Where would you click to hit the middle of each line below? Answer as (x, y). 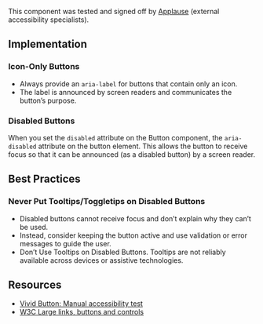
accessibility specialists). (49, 20)
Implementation (48, 44)
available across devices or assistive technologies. (101, 260)
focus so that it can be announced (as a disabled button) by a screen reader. (132, 154)
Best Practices (44, 179)
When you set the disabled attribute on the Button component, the (115, 137)
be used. (34, 227)
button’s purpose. (48, 100)
